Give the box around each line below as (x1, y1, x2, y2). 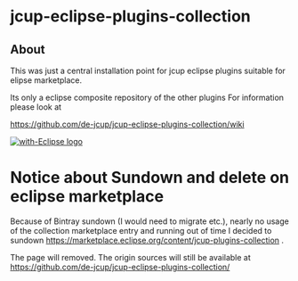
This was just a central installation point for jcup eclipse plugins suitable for (10, 65, 286, 76)
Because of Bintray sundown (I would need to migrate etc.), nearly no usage (10, 216, 290, 227)
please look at (10, 102, 61, 112)
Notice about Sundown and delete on (10, 168, 290, 188)
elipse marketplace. (10, 75, 83, 86)
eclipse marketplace (10, 186, 164, 207)
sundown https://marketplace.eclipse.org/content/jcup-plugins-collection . (10, 235, 284, 245)
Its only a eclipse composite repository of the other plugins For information (10, 92, 284, 103)
